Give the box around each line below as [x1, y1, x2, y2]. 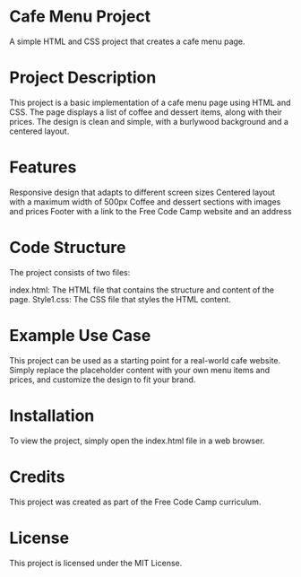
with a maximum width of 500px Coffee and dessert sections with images [9, 196, 281, 207]
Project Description [9, 67, 157, 88]
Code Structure [9, 238, 126, 258]
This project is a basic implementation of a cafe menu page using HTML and [9, 97, 291, 108]
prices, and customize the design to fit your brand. [9, 374, 196, 385]
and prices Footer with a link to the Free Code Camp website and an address [9, 205, 292, 216]
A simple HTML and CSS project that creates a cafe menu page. [9, 36, 245, 47]
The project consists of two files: [9, 267, 131, 277]
